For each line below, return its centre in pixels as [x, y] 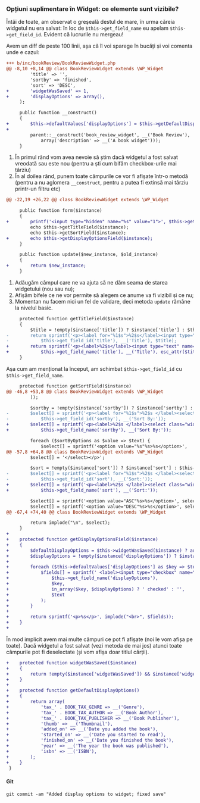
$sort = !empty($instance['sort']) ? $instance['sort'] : [104, 468]
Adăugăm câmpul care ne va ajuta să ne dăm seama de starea [91, 282]
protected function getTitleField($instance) [77, 318]
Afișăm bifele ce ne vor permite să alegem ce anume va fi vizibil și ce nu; [104, 295]
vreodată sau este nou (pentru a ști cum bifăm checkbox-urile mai [96, 164]
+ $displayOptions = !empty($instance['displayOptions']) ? [92, 556]
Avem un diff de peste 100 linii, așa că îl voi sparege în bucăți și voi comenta [99, 46]
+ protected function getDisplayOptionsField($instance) [82, 540]
